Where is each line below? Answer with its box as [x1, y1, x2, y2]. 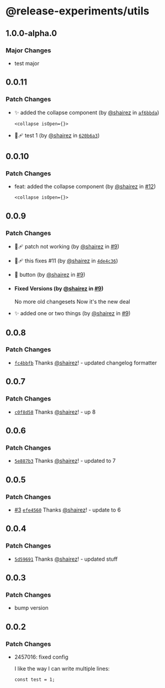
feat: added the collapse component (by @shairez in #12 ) [14, 183, 157, 190]
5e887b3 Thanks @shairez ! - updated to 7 [14, 457, 116, 465]
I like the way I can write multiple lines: [14, 665, 110, 672]
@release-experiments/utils [5, 4, 149, 18]
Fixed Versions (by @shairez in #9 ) [14, 285, 104, 292]
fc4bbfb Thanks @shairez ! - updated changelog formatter [14, 359, 157, 366]
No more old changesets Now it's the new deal [14, 298, 130, 306]
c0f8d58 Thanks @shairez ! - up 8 [14, 408, 96, 415]
